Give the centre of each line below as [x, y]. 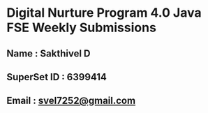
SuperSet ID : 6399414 [57, 77]
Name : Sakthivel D [49, 53]
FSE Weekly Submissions [81, 28]
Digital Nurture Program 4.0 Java [104, 13]
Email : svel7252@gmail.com [71, 101]
